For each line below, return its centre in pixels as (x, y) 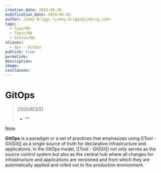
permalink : (17, 56)
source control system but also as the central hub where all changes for (79, 154)
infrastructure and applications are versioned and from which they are (77, 159)
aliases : (14, 43)
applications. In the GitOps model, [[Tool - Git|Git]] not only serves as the (81, 149)
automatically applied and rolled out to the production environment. (75, 165)
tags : (11, 24)
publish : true (20, 52)
